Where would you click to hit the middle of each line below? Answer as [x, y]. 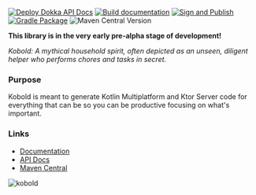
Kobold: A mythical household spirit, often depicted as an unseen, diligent [128, 51]
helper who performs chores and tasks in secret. [87, 59]
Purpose [25, 79]
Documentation [45, 151]
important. [25, 113]
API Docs [34, 159]
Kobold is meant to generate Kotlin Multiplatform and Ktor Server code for [128, 97]
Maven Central [43, 167]
